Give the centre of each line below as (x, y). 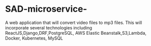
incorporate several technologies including (49, 27)
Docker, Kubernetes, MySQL (34, 38)
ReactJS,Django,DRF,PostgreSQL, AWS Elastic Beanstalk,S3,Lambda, (76, 33)
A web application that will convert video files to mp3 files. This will (74, 23)
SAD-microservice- (46, 9)
